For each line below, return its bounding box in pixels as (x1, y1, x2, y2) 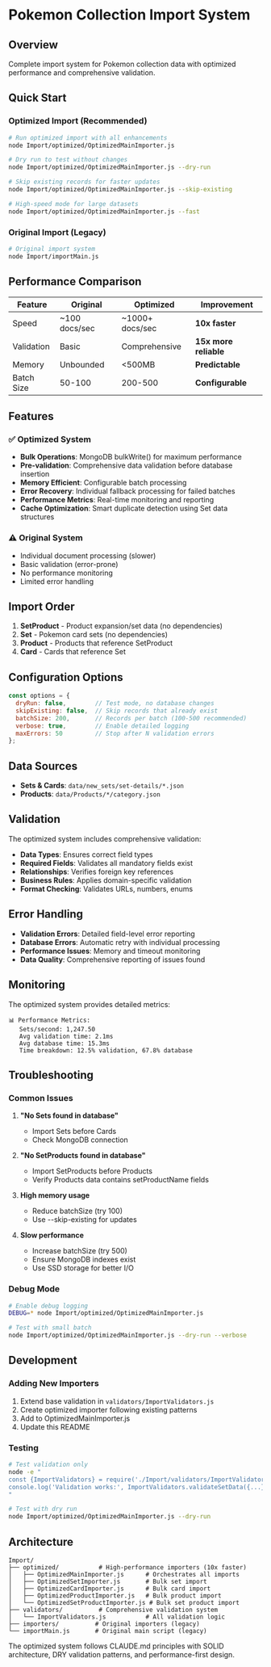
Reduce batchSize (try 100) (31, 1206, 123, 1216)
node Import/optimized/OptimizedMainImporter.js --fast (8, 208, 200, 216)
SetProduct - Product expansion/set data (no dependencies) (19, 621, 223, 631)
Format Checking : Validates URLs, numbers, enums (19, 884, 194, 893)
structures (19, 512, 55, 522)
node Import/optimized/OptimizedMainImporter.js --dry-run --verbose (8, 1331, 248, 1340)
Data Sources (8, 759, 78, 773)
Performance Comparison (8, 275, 142, 288)
